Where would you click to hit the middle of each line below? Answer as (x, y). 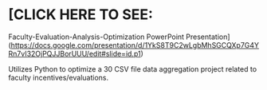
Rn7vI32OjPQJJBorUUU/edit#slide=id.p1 (75, 53)
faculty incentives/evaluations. (59, 77)
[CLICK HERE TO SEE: (81, 15)
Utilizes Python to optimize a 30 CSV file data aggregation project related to (133, 68)
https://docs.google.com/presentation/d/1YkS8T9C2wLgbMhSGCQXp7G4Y (135, 45)
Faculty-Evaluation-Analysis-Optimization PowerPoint (96, 37)
